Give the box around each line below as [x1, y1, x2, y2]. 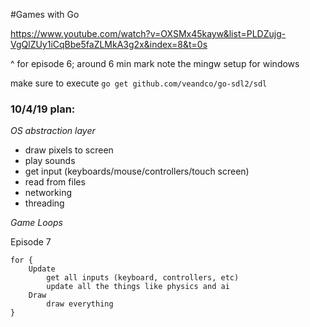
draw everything [46, 299, 114, 309]
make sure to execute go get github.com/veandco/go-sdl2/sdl [10, 77, 268, 89]
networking [24, 187, 73, 199]
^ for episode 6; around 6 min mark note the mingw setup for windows [10, 58, 300, 69]
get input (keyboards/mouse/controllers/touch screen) [24, 165, 250, 178]
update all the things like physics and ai [46, 282, 230, 292]
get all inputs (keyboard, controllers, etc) [46, 273, 240, 283]
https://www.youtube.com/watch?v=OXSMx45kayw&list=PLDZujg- [10, 28, 287, 39]
